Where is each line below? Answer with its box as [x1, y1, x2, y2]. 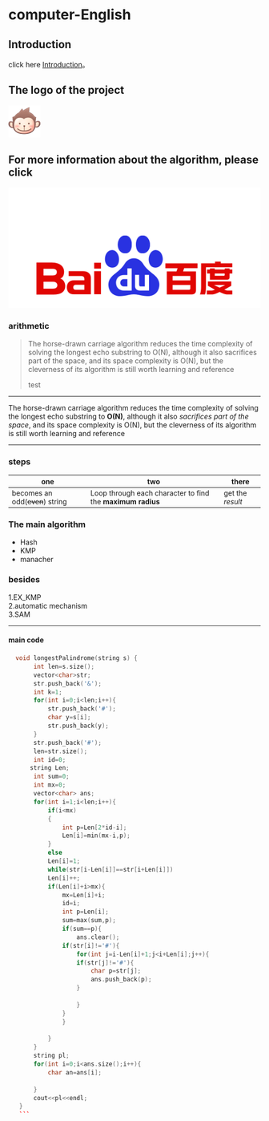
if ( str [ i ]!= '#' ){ [62, 941, 120, 949]
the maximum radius [90, 496, 160, 506]
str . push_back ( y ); [47, 722, 110, 730]
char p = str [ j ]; [90, 967, 142, 975]
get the [223, 488, 247, 498]
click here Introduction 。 [8, 60, 90, 69]
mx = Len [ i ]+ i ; [62, 891, 106, 899]
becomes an [11, 488, 53, 498]
